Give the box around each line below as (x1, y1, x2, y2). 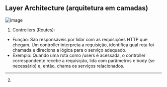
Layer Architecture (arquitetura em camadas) (5, 4, 148, 12)
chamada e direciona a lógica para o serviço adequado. (12, 47, 127, 53)
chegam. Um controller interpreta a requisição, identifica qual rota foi (12, 42, 154, 48)
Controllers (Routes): (12, 27, 55, 33)
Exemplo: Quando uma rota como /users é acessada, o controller (12, 52, 146, 58)
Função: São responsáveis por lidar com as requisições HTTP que (12, 36, 148, 42)
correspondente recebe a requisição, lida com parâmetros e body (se (12, 57, 155, 64)
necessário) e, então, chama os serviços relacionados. (12, 63, 125, 69)
